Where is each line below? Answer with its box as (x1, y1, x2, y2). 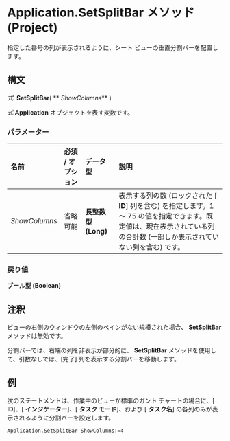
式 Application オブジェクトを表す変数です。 (7, 108, 133, 116)
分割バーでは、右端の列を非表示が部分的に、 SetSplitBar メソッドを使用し (7, 346, 217, 354)
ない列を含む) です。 (118, 242, 185, 252)
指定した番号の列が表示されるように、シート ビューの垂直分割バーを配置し (7, 43, 219, 52)
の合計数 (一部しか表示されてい (118, 232, 220, 242)
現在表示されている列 (146, 222, 215, 231)
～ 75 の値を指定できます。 (118, 212, 207, 221)
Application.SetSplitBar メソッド (7, 5, 195, 21)
